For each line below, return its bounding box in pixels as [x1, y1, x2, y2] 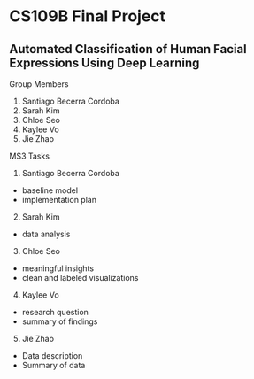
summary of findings [21, 316, 98, 327]
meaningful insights [21, 263, 95, 274]
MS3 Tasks [9, 151, 50, 161]
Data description [21, 351, 83, 360]
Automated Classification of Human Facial [9, 42, 248, 57]
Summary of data [21, 360, 86, 370]
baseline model [21, 185, 78, 196]
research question [21, 307, 89, 317]
